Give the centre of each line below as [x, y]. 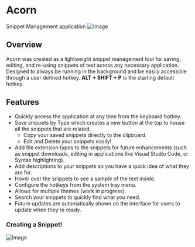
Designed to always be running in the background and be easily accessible [97, 71]
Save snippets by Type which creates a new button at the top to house [100, 122]
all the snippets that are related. [53, 129]
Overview [24, 45]
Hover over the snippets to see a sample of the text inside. [85, 179]
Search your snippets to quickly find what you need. [77, 197]
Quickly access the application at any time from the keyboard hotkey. [98, 116]
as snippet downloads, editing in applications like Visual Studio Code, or [101, 153]
